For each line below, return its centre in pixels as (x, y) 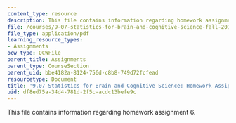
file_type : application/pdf (48, 33)
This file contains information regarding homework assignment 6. (101, 112)
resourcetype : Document (42, 79)
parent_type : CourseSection (48, 66)
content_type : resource (42, 14)
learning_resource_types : (45, 40)
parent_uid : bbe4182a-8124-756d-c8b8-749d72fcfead (83, 72)
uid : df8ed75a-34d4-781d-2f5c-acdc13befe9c (72, 92)
